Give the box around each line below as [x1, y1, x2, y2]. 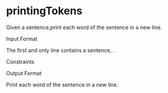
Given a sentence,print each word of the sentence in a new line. [6, 24, 162, 31]
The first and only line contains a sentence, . [6, 46, 115, 54]
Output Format [6, 69, 42, 76]
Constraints [6, 58, 34, 65]
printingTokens [6, 4, 83, 18]
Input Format [6, 35, 37, 42]
